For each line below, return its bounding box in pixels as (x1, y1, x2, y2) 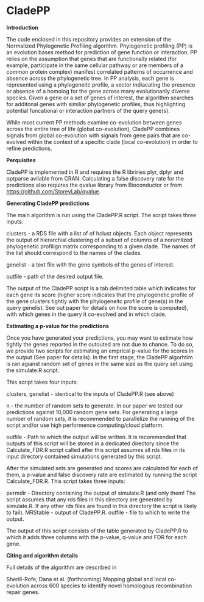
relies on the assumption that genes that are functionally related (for (6, 55, 177, 62)
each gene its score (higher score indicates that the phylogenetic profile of (6, 291, 194, 298)
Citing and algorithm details (6, 551, 78, 559)
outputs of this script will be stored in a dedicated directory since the (6, 440, 180, 447)
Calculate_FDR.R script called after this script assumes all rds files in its (6, 446, 186, 453)
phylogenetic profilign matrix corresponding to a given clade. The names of (6, 242, 196, 250)
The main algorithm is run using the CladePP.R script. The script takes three (6, 211, 197, 218)
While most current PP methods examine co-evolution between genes (6, 118, 182, 126)
